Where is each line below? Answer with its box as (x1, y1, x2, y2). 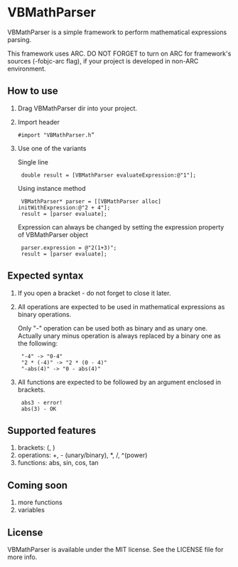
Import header (17, 118, 60, 126)
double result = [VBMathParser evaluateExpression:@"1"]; (21, 172, 197, 179)
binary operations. (17, 310, 72, 318)
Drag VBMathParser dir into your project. (17, 104, 137, 113)
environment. (7, 64, 46, 73)
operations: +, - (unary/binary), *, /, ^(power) (17, 451, 148, 459)
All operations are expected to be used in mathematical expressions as (17, 302, 225, 311)
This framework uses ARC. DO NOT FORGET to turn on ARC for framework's (7, 49, 232, 58)
